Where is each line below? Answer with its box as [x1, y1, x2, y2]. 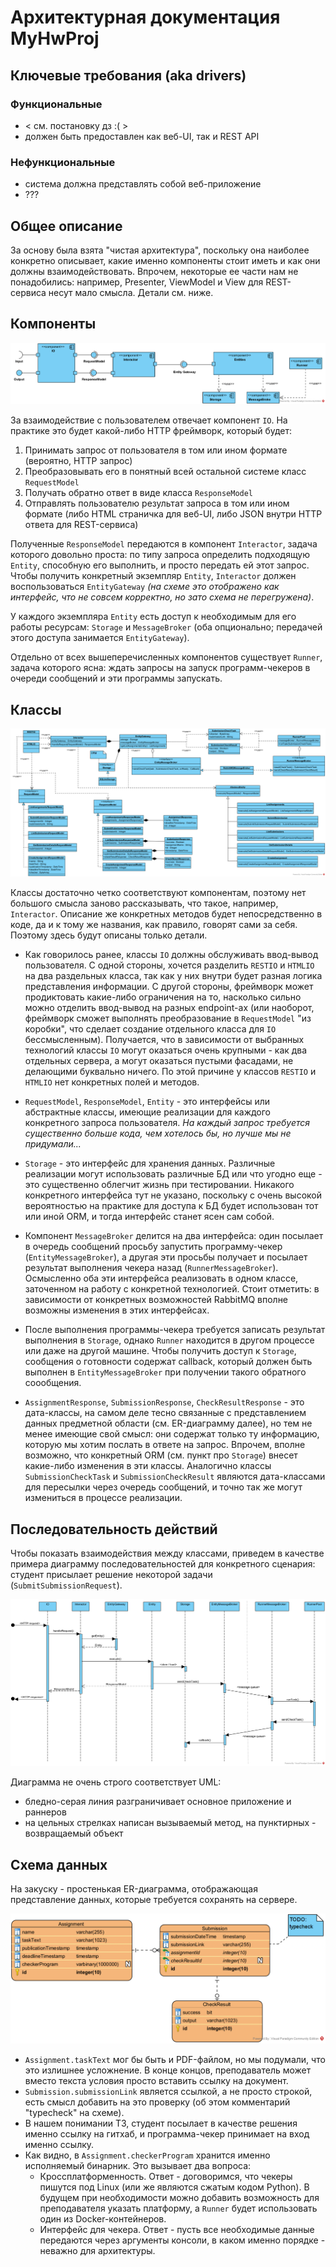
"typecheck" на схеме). [24, 2106, 125, 2118]
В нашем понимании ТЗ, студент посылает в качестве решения [24, 2117, 298, 2129]
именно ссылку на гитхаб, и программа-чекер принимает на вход [24, 2127, 310, 2140]
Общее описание [10, 217, 123, 235]
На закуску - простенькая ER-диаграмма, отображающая [10, 1883, 258, 1895]
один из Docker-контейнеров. [39, 2212, 167, 2225]
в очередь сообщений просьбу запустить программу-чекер [24, 1241, 283, 1253]
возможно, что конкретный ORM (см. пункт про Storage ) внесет [24, 1449, 298, 1461]
